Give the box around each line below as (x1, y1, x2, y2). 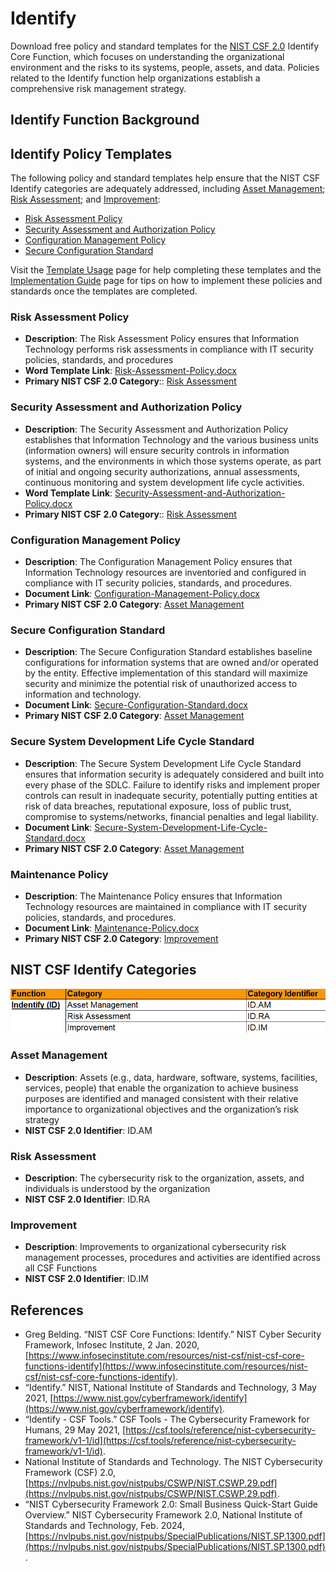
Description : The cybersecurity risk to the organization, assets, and (24, 1172, 305, 1184)
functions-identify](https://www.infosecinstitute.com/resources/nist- (24, 1360, 308, 1372)
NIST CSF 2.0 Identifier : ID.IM (24, 1273, 149, 1285)
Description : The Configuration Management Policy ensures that (24, 556, 293, 568)
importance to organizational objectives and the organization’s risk (24, 1103, 299, 1115)
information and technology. (24, 688, 142, 701)
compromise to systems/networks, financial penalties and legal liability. (24, 810, 319, 822)
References (10, 1302, 84, 1319)
